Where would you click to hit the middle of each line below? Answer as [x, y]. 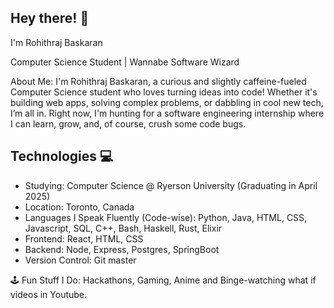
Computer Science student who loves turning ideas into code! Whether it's [164, 92]
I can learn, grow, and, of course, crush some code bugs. [128, 123]
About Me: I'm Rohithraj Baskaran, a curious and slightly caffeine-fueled [158, 81]
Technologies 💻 [62, 156]
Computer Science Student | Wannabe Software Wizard [125, 62]
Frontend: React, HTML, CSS [84, 238]
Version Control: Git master [80, 260]
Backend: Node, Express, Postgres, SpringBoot [122, 249]
